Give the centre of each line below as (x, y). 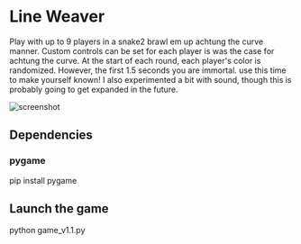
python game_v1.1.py (47, 230)
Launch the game (59, 209)
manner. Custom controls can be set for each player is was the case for (142, 50)
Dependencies (51, 136)
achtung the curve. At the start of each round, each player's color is (135, 60)
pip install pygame (43, 180)
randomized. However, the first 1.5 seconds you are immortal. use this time (148, 70)
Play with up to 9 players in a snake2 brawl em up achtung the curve (137, 41)
